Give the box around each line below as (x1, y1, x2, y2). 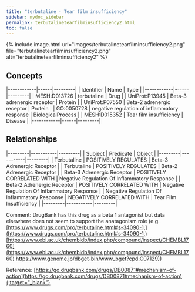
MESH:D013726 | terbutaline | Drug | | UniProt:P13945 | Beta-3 (35, 92, 187, 100)
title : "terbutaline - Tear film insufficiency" (6, 8, 127, 15)
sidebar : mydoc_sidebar (6, 14, 65, 20)
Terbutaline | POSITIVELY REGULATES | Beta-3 (54, 156, 169, 163)
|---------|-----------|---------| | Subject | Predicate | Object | (6, 150, 156, 157)
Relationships (6, 135, 58, 145)
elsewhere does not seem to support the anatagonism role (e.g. (6, 217, 160, 224)
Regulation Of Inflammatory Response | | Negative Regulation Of (6, 187, 162, 194)
